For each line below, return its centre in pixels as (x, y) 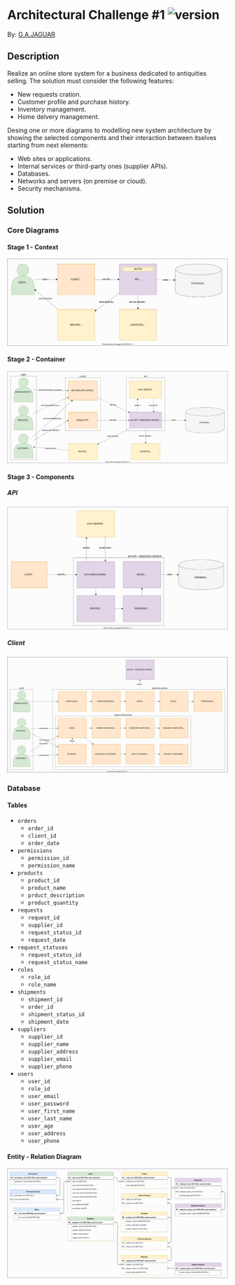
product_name (47, 888)
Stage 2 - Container (36, 359)
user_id (39, 1082)
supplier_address (53, 1052)
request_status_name (58, 963)
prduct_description (56, 896)
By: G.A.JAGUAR (31, 34)
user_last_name (50, 1119)
